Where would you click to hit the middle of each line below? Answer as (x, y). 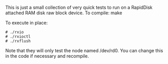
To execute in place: (27, 23)
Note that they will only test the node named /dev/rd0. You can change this (84, 50)
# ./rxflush (18, 41)
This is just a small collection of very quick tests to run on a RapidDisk (79, 7)
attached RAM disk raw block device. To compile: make (64, 13)
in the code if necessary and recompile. (47, 56)
